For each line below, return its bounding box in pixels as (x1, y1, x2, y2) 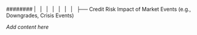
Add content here (6, 24, 49, 30)
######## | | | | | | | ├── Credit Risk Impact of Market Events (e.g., (6, 6, 191, 12)
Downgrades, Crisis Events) (6, 12, 74, 19)
